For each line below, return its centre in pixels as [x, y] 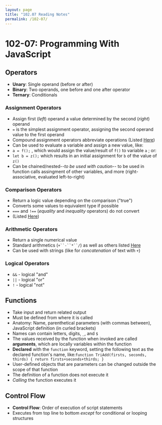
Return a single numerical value [44, 240]
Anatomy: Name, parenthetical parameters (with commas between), [82, 323]
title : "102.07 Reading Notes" [38, 14]
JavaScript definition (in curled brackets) [54, 328]
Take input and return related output [49, 312]
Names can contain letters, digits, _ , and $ [55, 334]
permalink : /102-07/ [27, 19]
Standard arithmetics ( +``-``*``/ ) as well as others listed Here [77, 245]
